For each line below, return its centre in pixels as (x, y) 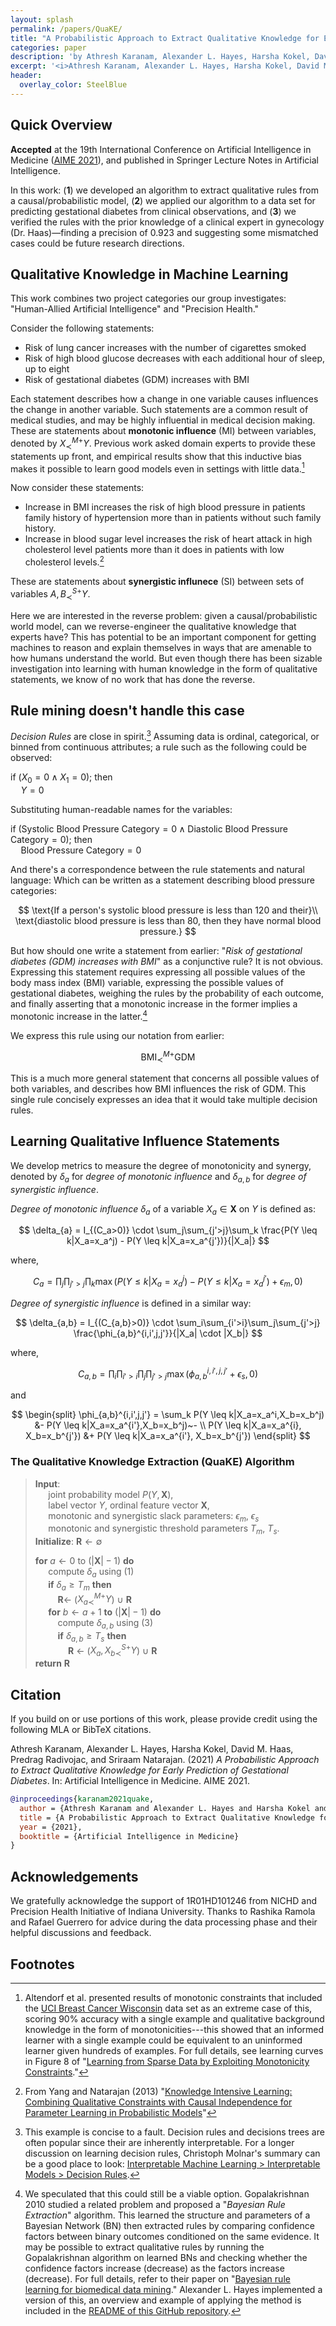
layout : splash (42, 19)
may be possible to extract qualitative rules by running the (144, 2247)
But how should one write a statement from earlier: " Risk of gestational (156, 950)
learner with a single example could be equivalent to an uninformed (163, 2040)
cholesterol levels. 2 (64, 561)
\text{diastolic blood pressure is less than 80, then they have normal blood (168, 920)
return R (52, 1663)
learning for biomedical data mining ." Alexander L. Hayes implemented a (173, 2289)
